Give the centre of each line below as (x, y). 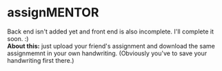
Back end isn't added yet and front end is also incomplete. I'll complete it (110, 31)
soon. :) (18, 38)
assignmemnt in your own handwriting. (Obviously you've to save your (107, 53)
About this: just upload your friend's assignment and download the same (111, 46)
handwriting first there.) (41, 60)
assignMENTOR (53, 13)
